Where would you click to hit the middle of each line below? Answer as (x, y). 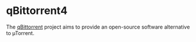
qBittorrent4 (37, 11)
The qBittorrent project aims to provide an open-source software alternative (98, 27)
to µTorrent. (20, 33)
